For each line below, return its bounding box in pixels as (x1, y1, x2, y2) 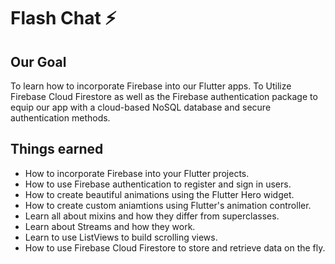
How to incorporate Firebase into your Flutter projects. (24, 167, 250, 179)
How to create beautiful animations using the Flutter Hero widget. (24, 188, 295, 200)
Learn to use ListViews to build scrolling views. (24, 231, 218, 243)
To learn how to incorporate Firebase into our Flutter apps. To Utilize (10, 80, 292, 92)
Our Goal (10, 53, 67, 70)
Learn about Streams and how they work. (24, 220, 196, 232)
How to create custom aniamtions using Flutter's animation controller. (24, 199, 312, 211)
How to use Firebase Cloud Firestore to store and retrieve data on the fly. (24, 241, 326, 254)
